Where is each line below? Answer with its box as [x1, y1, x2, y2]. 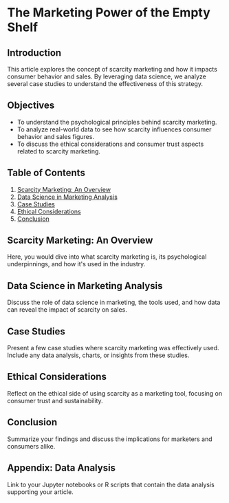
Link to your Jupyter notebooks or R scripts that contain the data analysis [7, 480, 215, 489]
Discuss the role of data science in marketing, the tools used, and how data [7, 298, 221, 307]
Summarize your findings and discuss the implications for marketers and [7, 435, 212, 443]
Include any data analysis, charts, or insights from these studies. [7, 351, 190, 359]
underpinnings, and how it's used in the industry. [7, 260, 146, 268]
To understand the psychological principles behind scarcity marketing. [17, 118, 217, 126]
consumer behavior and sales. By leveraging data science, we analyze [7, 72, 206, 81]
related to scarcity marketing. [17, 147, 101, 156]
